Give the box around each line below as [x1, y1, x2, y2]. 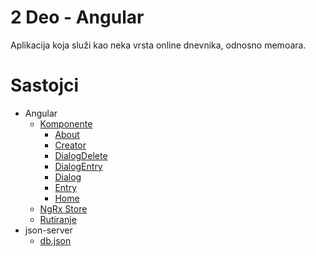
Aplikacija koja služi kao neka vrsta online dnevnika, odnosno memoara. [10, 39, 307, 51]
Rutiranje [39, 213, 77, 225]
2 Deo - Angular [10, 6, 145, 29]
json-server [24, 224, 73, 236]
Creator [54, 139, 87, 151]
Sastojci [10, 74, 80, 97]
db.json [39, 234, 72, 246]
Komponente [39, 117, 93, 130]
